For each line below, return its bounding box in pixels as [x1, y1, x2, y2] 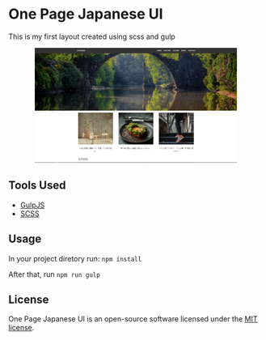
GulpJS [19, 200, 45, 210]
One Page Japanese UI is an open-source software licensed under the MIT [8, 314, 258, 324]
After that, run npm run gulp [8, 269, 101, 279]
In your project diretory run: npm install [8, 253, 142, 263]
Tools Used [8, 179, 66, 193]
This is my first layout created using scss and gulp [8, 32, 175, 41]
